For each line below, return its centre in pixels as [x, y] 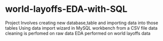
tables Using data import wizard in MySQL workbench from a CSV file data [81, 28]
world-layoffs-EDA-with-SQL [66, 9]
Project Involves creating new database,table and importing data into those [82, 23]
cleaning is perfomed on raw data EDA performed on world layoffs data [78, 33]
